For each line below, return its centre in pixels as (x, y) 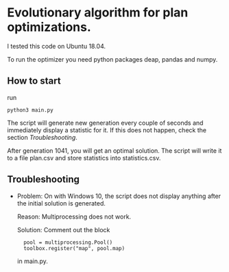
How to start (34, 81)
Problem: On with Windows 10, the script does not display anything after (119, 196)
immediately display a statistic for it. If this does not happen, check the (107, 130)
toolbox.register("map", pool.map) (74, 248)
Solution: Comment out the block (63, 230)
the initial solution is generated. (61, 203)
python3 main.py (30, 110)
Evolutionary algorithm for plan (98, 13)
